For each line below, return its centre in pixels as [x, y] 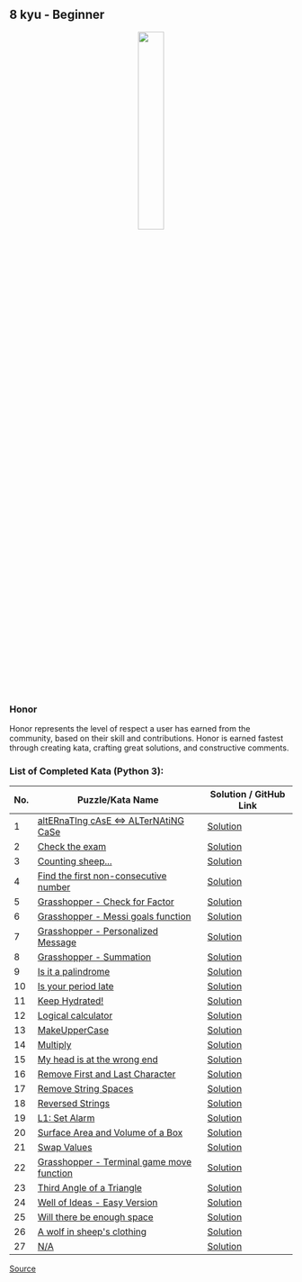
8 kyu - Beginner [57, 15]
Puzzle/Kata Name [118, 800]
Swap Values [65, 1148]
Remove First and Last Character [107, 1074]
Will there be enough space [96, 1217]
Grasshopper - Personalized [98, 932]
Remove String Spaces [85, 1089]
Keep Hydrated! [71, 1001]
